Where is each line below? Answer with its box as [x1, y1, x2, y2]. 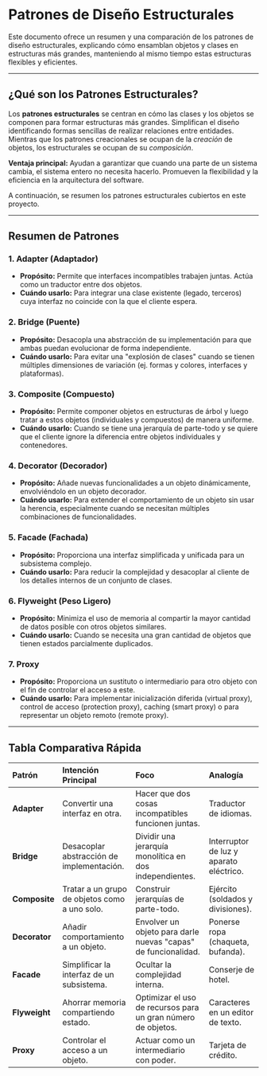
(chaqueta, [208, 937, 250, 948]
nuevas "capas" [134, 937, 195, 948]
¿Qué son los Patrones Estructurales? [8, 88, 199, 101]
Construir [134, 883, 171, 895]
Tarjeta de [208, 1040, 247, 1051]
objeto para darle [134, 926, 200, 938]
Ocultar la [134, 959, 172, 970]
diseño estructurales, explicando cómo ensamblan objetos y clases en [8, 40, 238, 49]
